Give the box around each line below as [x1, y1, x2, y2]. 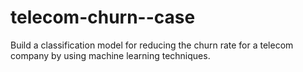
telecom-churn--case [10, 6, 196, 29]
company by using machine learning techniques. [10, 49, 211, 61]
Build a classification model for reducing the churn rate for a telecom [10, 39, 294, 51]
